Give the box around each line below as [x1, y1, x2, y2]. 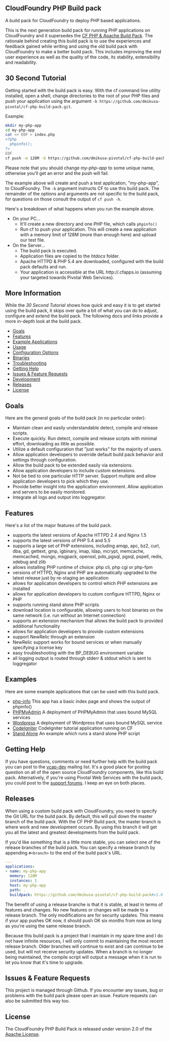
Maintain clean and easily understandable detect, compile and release [12, 425, 158, 431]
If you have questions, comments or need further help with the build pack [5, 758, 157, 764]
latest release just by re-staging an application [12, 575, 109, 581]
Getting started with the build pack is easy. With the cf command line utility [5, 87, 161, 93]
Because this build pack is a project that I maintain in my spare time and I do [5, 932, 163, 939]
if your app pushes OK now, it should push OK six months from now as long [5, 917, 162, 924]
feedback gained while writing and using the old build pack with [5, 43, 138, 49]
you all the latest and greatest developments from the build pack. [5, 829, 140, 835]
